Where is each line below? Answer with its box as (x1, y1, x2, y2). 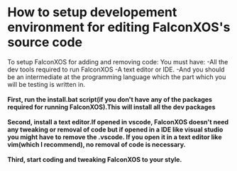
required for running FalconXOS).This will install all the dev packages (7, 102, 216, 111)
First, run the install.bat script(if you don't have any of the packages (7, 95, 213, 103)
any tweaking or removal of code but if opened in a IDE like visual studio (7, 125, 224, 134)
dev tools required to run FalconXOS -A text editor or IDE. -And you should (7, 65, 225, 73)
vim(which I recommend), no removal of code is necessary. (7, 140, 186, 148)
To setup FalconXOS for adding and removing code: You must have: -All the (7, 57, 228, 66)
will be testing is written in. (7, 80, 86, 88)
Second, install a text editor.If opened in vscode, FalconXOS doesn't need (7, 117, 229, 126)
